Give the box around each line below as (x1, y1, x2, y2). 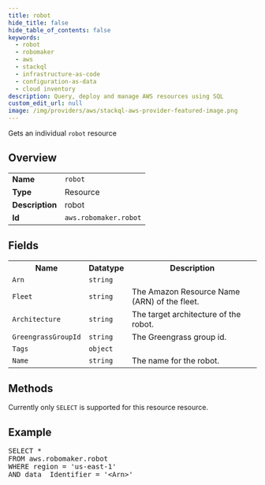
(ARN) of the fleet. (131, 296, 200, 307)
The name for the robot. (131, 355, 220, 366)
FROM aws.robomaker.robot (8, 454, 109, 464)
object (88, 344, 114, 353)
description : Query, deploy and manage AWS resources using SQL (8, 92, 224, 100)
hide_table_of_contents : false (8, 26, 111, 34)
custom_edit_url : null (8, 99, 83, 107)
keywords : (8, 33, 41, 42)
